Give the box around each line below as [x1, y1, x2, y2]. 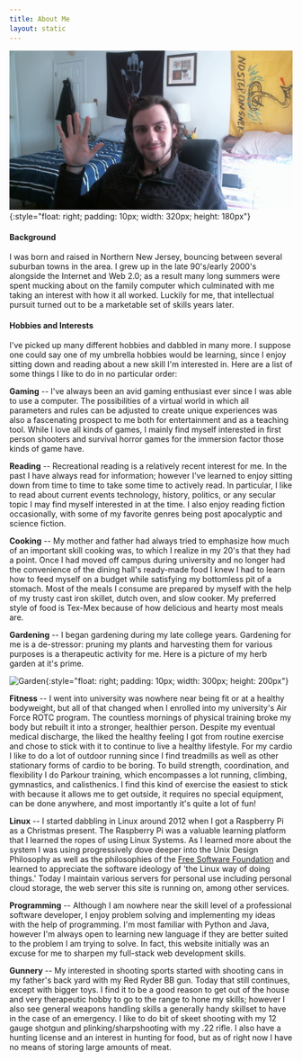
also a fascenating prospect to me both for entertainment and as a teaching [9, 415, 289, 426]
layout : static [9, 23, 67, 33]
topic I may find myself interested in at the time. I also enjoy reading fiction [9, 499, 286, 510]
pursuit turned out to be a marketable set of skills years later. [9, 300, 235, 310]
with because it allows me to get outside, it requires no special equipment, [9, 788, 285, 800]
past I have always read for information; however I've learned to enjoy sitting [9, 471, 293, 481]
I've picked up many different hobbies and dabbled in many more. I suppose [9, 340, 291, 351]
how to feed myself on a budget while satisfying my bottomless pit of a [9, 574, 272, 585]
